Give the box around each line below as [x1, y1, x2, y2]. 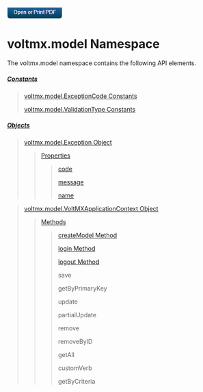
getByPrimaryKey [57, 284, 107, 292]
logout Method [57, 258, 100, 266]
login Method [57, 244, 96, 252]
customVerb [57, 364, 92, 372]
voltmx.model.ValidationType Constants [23, 105, 136, 113]
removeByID [57, 337, 93, 345]
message [57, 177, 84, 186]
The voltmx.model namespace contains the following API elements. [7, 59, 197, 67]
